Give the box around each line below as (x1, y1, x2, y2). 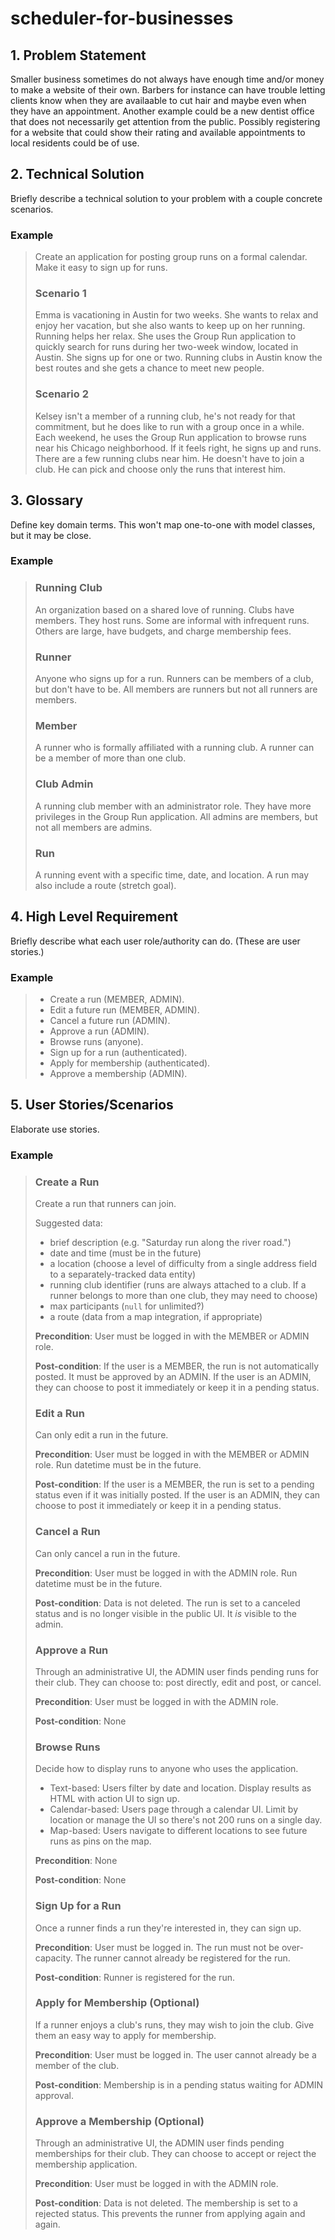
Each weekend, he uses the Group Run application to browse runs (34, 431, 307, 443)
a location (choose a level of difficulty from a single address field (49, 1258, 317, 1270)
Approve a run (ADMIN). (49, 1025, 150, 1037)
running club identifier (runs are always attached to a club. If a (49, 1279, 307, 1291)
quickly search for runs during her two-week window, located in (34, 341, 299, 353)
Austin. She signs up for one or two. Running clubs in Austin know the (34, 352, 323, 364)
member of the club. (34, 2059, 120, 2071)
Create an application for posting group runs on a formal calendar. (34, 251, 308, 263)
